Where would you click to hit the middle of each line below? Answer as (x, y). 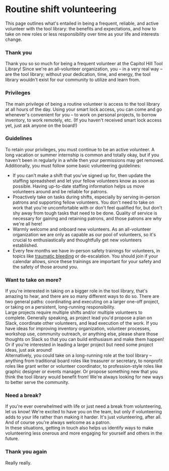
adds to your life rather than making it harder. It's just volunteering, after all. (83, 417)
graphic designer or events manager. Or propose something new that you (81, 372)
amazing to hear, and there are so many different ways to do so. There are (82, 296)
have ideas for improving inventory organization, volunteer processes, (78, 329)
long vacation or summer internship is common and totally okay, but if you (82, 155)
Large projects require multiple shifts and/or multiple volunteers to (74, 313)
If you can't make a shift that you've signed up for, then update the (82, 175)
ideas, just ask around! (29, 350)
